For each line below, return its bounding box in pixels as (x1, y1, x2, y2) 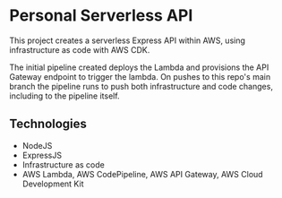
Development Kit (21, 178, 84, 189)
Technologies (9, 116, 88, 132)
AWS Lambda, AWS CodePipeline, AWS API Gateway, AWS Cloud (21, 168, 263, 179)
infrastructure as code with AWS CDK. (9, 44, 150, 55)
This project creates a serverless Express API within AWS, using (9, 35, 246, 46)
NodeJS (21, 140, 53, 151)
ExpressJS (21, 150, 63, 160)
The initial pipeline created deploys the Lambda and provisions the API (9, 62, 269, 73)
